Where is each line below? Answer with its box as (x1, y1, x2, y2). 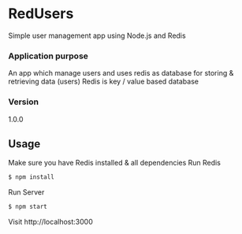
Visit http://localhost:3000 (8, 217, 93, 227)
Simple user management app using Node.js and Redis (8, 31, 187, 40)
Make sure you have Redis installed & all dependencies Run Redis (8, 158, 221, 168)
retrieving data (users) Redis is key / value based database (8, 76, 199, 87)
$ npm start (8, 202, 47, 211)
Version (8, 96, 39, 107)
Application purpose (8, 50, 89, 61)
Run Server (8, 188, 45, 197)
